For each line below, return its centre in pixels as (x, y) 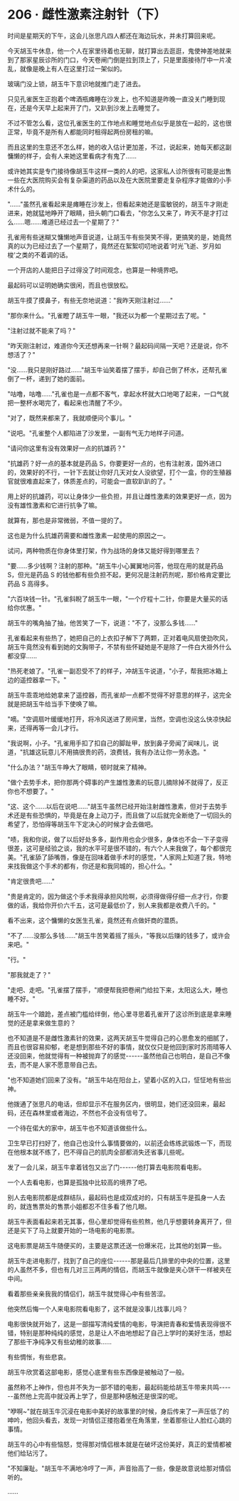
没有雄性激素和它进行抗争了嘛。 (54, 505)
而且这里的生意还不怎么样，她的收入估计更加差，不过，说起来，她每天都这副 (119, 147)
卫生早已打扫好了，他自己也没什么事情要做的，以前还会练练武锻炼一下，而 (116, 1143)
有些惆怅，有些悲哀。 (38, 1357)
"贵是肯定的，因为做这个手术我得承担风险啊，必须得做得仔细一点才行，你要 (118, 896)
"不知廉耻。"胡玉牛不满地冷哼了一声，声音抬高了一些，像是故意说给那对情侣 (119, 1468)
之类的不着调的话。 (44, 254)
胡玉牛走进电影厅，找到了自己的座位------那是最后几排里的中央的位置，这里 (119, 1260)
